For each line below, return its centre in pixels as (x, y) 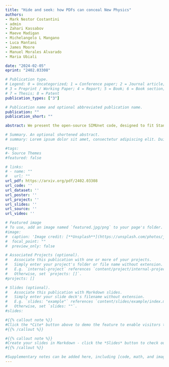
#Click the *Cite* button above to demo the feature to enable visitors (83, 325)
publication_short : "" (29, 117)
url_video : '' (20, 214)
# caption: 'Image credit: (35, 237)
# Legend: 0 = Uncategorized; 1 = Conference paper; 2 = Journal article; (85, 84)
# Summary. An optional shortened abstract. (53, 135)
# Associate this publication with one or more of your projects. (78, 260)
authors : (14, 15)
